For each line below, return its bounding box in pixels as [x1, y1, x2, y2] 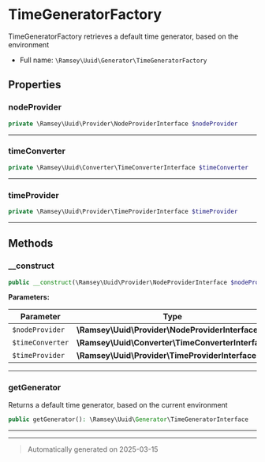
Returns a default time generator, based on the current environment [8, 400, 228, 409]
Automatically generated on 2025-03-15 [27, 444, 159, 454]
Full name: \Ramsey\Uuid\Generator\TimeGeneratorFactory [19, 55, 207, 65]
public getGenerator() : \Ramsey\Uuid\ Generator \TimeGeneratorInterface [8, 415, 248, 423]
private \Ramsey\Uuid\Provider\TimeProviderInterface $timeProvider [8, 207, 238, 215]
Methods [8, 237, 54, 250]
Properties [8, 78, 62, 91]
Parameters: [8, 292, 50, 302]
